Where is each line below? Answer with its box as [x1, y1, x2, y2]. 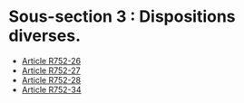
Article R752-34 [21, 84, 83, 95]
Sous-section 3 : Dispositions [8, 6, 237, 27]
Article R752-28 [21, 74, 82, 85]
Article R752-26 [21, 55, 82, 66]
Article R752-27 [21, 65, 81, 76]
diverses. [8, 25, 81, 46]
